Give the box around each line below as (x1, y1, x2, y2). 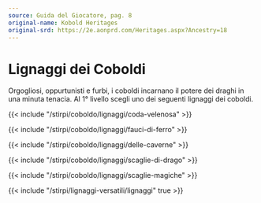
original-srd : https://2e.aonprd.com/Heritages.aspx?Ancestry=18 (8, 26, 227, 34)
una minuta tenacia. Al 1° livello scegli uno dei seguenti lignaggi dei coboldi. (8, 94, 254, 104)
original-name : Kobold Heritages (8, 19, 118, 27)
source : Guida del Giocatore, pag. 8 (8, 11, 132, 20)
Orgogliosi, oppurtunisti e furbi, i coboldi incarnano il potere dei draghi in (8, 86, 244, 95)
